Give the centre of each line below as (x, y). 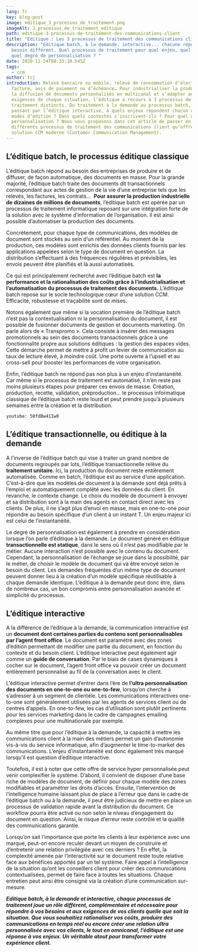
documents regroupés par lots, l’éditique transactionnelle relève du (88, 464)
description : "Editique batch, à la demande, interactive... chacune (93, 45)
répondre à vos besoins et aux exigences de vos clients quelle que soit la (97, 911)
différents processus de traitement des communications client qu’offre (103, 127)
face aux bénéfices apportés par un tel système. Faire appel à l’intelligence (97, 862)
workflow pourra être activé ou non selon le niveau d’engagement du (90, 813)
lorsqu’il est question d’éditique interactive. (58, 757)
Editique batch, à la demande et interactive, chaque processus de (88, 899)
